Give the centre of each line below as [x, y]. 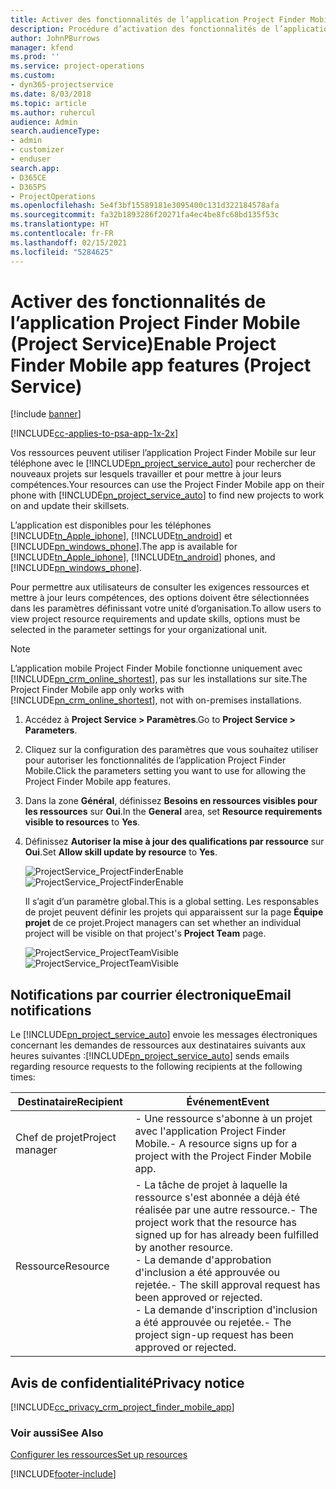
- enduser [31, 159]
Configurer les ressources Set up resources [99, 1455]
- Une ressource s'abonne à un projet [223, 1119]
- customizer [37, 150]
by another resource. [183, 1248]
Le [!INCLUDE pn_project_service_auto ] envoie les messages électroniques [164, 1035]
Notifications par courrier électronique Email [151, 994]
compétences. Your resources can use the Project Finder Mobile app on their [167, 485]
